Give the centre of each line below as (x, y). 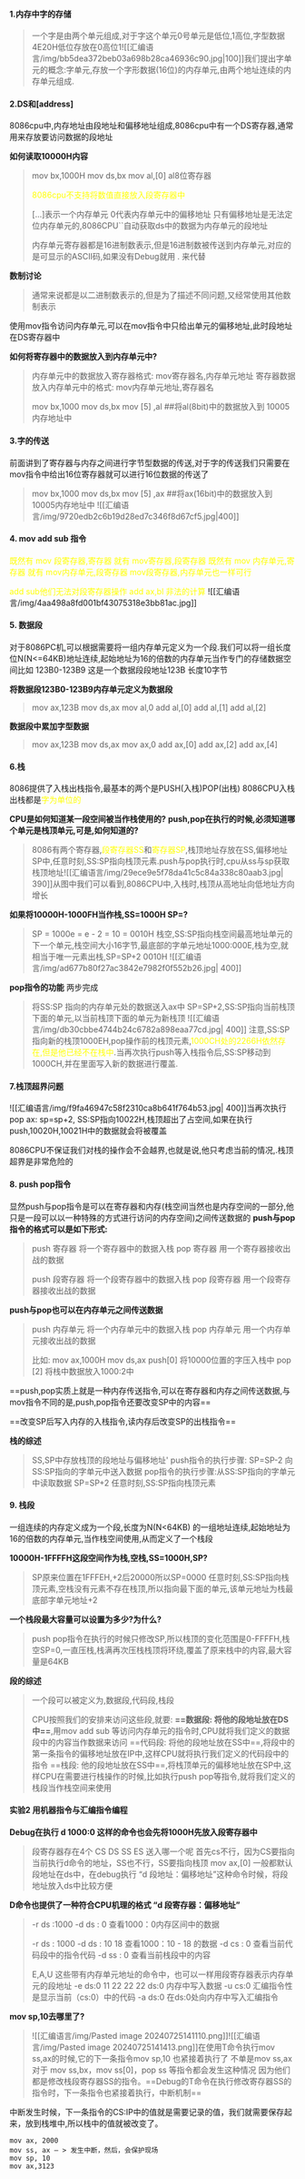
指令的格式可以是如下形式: (59, 1229)
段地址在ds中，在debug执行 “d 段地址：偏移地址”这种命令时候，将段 (160, 1874)
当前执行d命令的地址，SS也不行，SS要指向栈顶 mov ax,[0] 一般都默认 (162, 1863)
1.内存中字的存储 (40, 14)
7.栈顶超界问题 (37, 1086)
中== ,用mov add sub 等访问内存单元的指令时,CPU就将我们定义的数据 (161, 1730)
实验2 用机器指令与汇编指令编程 (69, 1810)
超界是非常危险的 (41, 1161)
